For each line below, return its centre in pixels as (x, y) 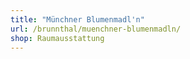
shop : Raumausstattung (57, 38)
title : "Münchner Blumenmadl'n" (77, 19)
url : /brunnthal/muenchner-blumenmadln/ (96, 29)
